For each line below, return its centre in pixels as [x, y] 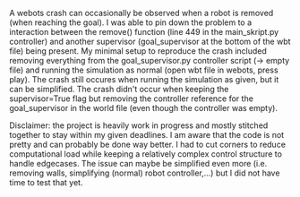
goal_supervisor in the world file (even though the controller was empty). [143, 108]
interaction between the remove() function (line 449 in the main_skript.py [144, 32]
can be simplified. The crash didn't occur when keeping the [119, 89]
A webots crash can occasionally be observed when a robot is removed [141, 13]
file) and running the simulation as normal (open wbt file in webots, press [144, 70]
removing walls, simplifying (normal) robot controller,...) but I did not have [145, 173]
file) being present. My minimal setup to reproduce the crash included [138, 51]
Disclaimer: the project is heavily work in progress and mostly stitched [139, 125]
